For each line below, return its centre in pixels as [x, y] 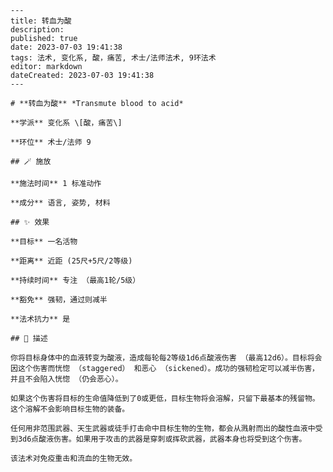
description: [37, 30]
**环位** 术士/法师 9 [51, 142]
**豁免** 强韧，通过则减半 [59, 300]
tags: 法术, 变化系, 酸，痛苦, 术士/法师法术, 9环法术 [113, 58]
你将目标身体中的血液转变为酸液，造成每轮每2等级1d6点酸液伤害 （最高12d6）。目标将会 [166, 358]
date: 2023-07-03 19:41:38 [66, 47]
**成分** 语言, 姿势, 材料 [60, 203]
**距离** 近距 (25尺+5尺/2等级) [71, 261]
